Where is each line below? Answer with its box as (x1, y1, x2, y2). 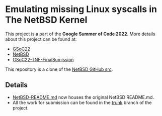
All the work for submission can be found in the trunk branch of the (12, 99, 152, 105)
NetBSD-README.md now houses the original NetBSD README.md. (12, 94, 154, 100)
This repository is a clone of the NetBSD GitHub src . (5, 66, 113, 72)
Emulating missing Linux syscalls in (5, 4, 157, 15)
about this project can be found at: (5, 36, 77, 42)
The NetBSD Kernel (5, 14, 88, 26)
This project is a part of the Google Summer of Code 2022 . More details (5, 31, 155, 37)
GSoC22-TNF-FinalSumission (12, 56, 74, 62)
